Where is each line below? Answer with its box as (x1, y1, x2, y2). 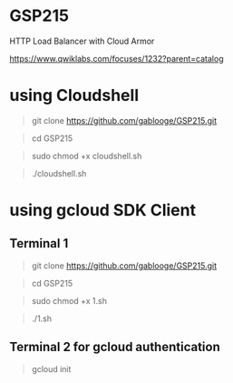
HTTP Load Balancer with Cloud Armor (9, 35, 155, 46)
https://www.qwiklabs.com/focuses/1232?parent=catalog (9, 53, 224, 64)
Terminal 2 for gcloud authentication (9, 339, 220, 355)
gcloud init (31, 363, 72, 374)
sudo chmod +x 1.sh (31, 295, 107, 306)
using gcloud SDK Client (9, 200, 197, 221)
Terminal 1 (9, 236, 69, 251)
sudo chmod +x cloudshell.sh (31, 150, 142, 161)
